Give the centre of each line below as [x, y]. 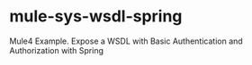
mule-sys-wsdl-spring [96, 16]
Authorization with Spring [57, 50]
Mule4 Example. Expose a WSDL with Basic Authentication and [126, 41]
